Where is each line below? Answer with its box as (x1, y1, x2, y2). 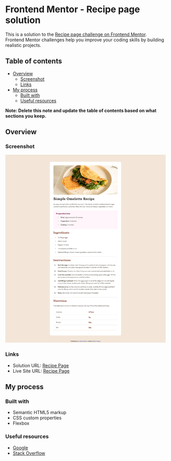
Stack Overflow (12, 450, 46, 456)
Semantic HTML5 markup (12, 409, 67, 416)
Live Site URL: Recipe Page (12, 368, 70, 374)
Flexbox (12, 420, 30, 426)
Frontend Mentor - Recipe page (5, 4, 140, 15)
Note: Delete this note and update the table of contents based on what (5, 107, 157, 113)
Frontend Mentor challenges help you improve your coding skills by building (5, 37, 164, 43)
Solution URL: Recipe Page (12, 362, 69, 368)
